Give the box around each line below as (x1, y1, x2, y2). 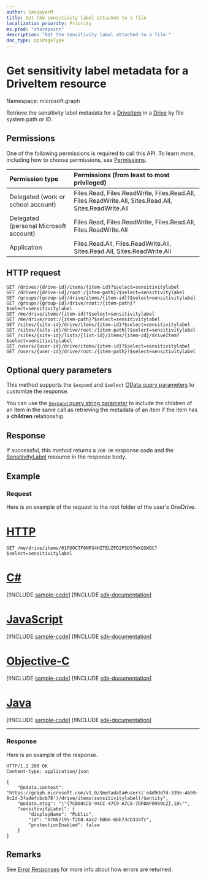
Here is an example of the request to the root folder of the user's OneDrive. (6, 503, 196, 511)
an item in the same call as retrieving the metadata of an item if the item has (6, 406, 198, 414)
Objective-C (6, 654, 70, 668)
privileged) (73, 178, 107, 187)
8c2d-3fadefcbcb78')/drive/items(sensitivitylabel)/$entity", (6, 795, 169, 801)
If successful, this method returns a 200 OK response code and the (6, 447, 174, 454)
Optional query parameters (6, 365, 112, 375)
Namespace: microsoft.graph (6, 97, 80, 104)
